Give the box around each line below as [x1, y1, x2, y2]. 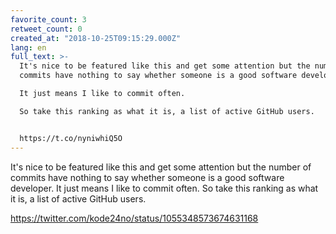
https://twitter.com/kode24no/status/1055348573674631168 [10, 212, 259, 224]
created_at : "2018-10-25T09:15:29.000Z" [10, 33, 182, 43]
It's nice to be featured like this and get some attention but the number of [10, 161, 312, 173]
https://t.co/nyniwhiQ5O [19, 133, 123, 143]
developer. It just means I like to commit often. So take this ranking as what [10, 182, 319, 194]
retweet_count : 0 [10, 24, 83, 34]
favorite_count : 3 [10, 14, 87, 25]
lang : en [10, 42, 47, 53]
